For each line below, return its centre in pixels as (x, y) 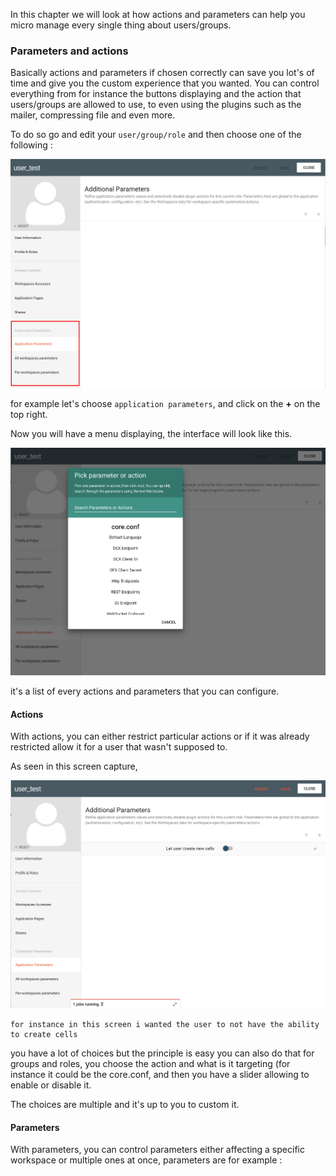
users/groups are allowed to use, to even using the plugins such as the (156, 105)
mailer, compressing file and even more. (93, 115)
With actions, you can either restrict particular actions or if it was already (160, 736)
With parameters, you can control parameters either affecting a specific (157, 1150)
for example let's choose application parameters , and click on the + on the (165, 403)
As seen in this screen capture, (74, 766)
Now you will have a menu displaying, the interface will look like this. (151, 433)
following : (31, 145)
